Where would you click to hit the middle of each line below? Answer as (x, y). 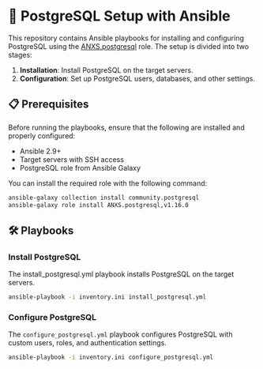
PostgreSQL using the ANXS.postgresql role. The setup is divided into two (129, 46)
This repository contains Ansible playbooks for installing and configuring (126, 38)
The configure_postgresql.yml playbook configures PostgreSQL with (120, 334)
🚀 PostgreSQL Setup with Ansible (119, 16)
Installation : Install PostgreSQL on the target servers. (106, 70)
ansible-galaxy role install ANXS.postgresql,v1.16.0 (99, 205)
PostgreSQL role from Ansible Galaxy (80, 168)
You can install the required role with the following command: (108, 183)
